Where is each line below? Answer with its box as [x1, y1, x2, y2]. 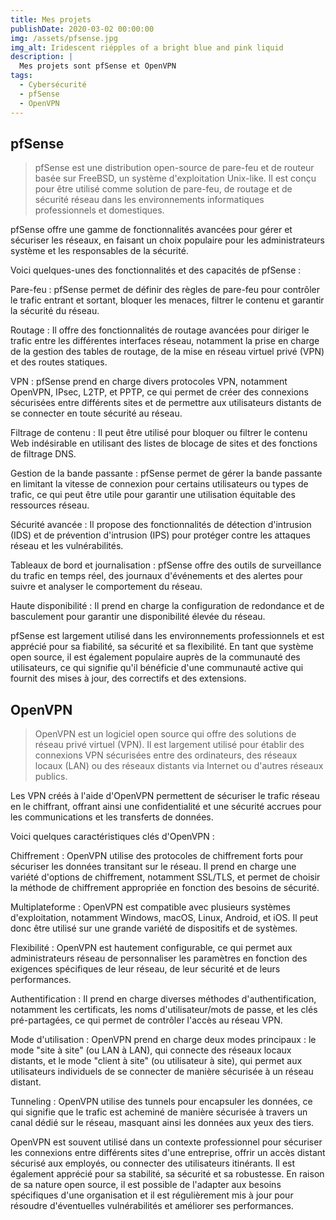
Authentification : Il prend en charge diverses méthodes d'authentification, [10, 993, 317, 1005]
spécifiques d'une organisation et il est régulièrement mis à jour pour [10, 1189, 294, 1201]
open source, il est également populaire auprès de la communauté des [10, 651, 301, 663]
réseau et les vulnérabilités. [10, 540, 124, 552]
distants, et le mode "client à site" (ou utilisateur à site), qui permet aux [10, 1055, 303, 1067]
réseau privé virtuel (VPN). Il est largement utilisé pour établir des [34, 739, 305, 751]
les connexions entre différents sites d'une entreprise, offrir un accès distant [10, 1147, 326, 1159]
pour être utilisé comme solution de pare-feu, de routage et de [34, 183, 293, 195]
